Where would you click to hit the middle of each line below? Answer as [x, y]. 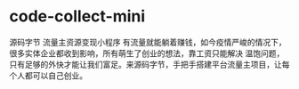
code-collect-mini [77, 16]
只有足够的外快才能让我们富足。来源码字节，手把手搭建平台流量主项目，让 [145, 64]
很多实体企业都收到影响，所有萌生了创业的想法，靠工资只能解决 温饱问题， [147, 53]
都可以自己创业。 [56, 75]
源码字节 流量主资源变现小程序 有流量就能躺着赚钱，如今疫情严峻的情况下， [148, 42]
